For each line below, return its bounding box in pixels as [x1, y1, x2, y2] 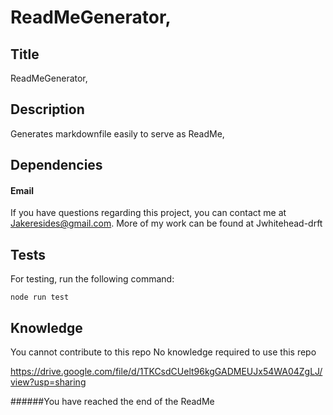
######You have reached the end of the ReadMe [10, 396, 215, 408]
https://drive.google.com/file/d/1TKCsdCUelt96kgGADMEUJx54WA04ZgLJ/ [10, 366, 323, 378]
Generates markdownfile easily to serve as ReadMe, [10, 127, 225, 140]
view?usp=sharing [10, 376, 87, 388]
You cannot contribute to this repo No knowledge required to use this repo [10, 346, 317, 358]
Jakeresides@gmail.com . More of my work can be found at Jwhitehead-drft [10, 217, 323, 230]
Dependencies [10, 157, 103, 174]
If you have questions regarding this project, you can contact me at [10, 207, 287, 219]
